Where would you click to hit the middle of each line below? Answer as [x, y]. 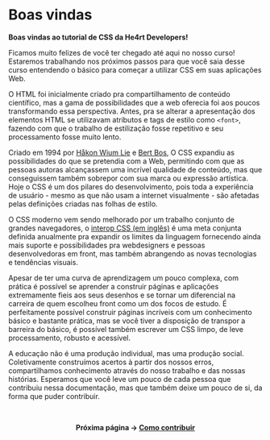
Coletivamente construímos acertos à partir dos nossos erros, [111, 362]
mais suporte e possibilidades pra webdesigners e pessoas [107, 245]
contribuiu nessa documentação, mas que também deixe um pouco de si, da [135, 388]
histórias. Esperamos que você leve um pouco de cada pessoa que [120, 379]
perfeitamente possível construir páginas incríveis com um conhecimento [130, 312]
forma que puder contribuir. [54, 396]
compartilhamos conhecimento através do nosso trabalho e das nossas [127, 370]
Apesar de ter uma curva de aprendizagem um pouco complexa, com [124, 278]
